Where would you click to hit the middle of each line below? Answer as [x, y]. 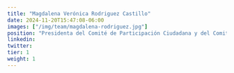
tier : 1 [18, 53]
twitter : [20, 46]
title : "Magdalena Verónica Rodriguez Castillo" [79, 14]
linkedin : [22, 40]
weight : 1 [22, 59]
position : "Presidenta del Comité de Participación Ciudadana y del [109, 33]
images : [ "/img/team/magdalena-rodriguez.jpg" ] [78, 26]
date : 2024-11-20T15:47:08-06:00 [56, 20]
